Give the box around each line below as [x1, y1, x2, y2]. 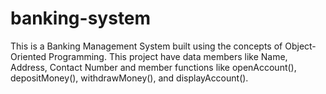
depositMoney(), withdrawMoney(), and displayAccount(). [10, 72, 249, 84]
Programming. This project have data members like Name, [48, 50, 288, 62]
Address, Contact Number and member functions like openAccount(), [10, 61, 297, 73]
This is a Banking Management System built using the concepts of [10, 40, 283, 52]
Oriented [10, 50, 47, 62]
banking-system [10, 7, 152, 30]
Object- [284, 40, 317, 52]
